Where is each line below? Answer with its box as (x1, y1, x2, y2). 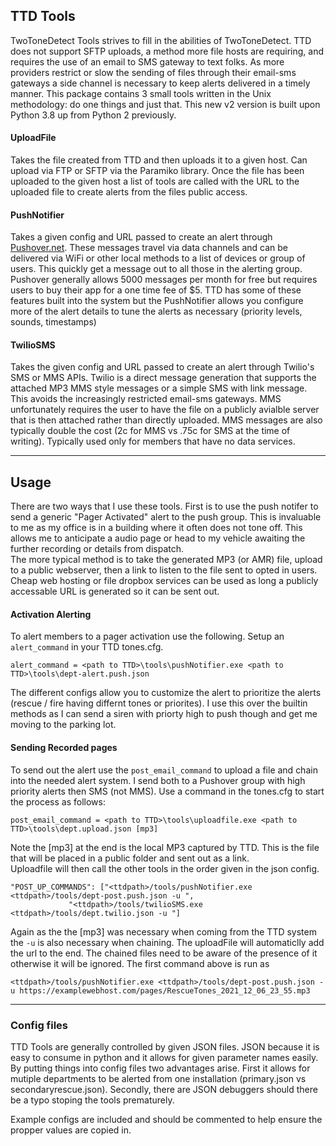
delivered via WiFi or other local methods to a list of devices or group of (10, 252, 306, 264)
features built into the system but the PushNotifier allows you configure (10, 295, 304, 307)
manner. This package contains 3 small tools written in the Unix (10, 87, 272, 99)
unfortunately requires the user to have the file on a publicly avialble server (10, 404, 320, 416)
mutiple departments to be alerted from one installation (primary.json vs (10, 1072, 307, 1084)
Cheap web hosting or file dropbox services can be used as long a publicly (10, 575, 319, 587)
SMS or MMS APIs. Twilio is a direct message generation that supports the (10, 372, 317, 384)
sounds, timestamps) (10, 316, 97, 328)
